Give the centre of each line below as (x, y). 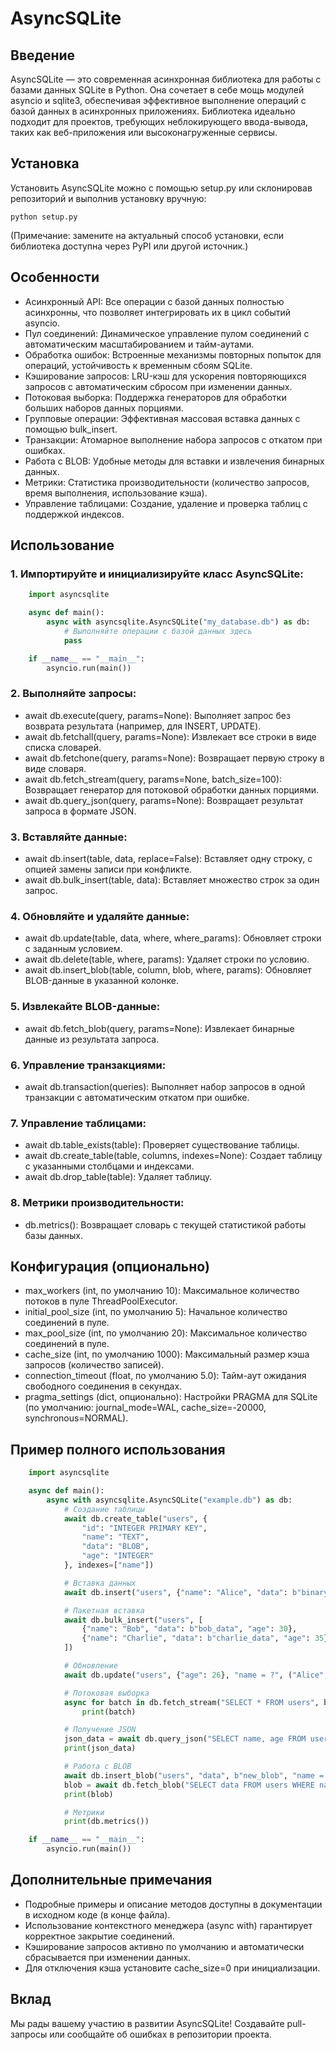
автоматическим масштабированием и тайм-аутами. (139, 344)
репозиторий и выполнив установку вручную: (108, 198)
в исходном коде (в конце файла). (97, 1914)
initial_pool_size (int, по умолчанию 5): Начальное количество (156, 1312)
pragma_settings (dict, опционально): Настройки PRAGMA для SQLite (171, 1397)
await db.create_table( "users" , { (135, 1518)
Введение (43, 55)
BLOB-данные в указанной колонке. (101, 981)
